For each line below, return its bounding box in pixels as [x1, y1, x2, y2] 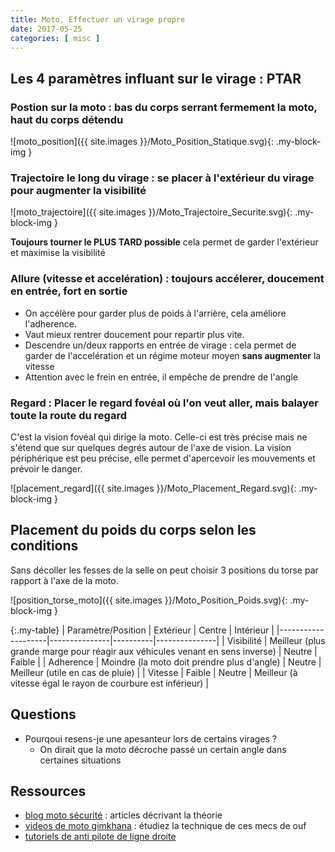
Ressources [10, 782, 87, 800]
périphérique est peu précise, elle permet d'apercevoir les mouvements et [10, 452, 316, 464]
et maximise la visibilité [10, 247, 106, 259]
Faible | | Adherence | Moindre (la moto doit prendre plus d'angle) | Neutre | [10, 656, 322, 668]
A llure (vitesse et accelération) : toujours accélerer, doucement [10, 272, 325, 286]
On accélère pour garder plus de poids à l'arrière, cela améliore [24, 307, 287, 319]
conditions [10, 537, 79, 555]
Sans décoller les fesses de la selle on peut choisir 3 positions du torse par [10, 564, 319, 576]
